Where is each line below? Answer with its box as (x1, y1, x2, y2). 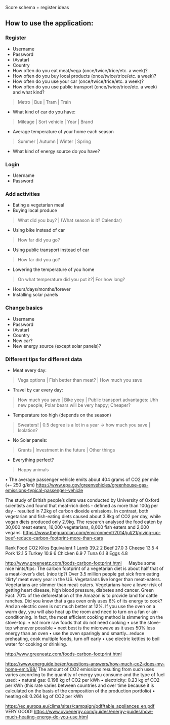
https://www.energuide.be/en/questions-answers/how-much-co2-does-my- (5, 660, 165, 667)
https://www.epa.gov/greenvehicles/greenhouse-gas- (35, 481, 149, 488)
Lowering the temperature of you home (12, 266, 95, 273)
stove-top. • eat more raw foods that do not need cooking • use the (5, 619, 147, 625)
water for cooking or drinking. (5, 641, 67, 647)
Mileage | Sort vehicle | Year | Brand (17, 118, 94, 125)
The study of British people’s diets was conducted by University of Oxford (5, 497, 159, 503)
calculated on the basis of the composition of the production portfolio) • (5, 687, 155, 693)
